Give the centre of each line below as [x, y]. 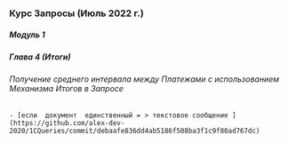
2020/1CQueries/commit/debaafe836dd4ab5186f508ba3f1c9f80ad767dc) [135, 131]
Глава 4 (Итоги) [40, 57]
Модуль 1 [28, 35]
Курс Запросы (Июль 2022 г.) [76, 13]
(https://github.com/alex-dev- [67, 123]
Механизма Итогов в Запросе [67, 89]
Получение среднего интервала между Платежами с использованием [144, 79]
